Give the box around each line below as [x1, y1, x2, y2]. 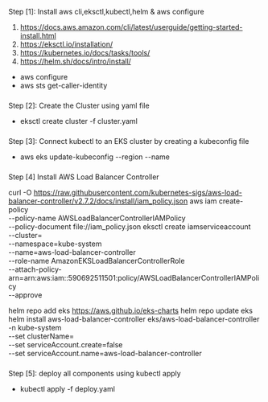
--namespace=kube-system [8, 239, 102, 248]
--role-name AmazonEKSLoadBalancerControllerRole [8, 256, 185, 265]
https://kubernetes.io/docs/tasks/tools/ [19, 48, 150, 57]
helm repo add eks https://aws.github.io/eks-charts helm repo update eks [8, 306, 254, 315]
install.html [19, 31, 56, 40]
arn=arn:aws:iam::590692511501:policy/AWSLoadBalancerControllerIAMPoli [8, 273, 260, 282]
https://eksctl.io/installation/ [19, 39, 113, 49]
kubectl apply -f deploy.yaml [19, 384, 115, 393]
